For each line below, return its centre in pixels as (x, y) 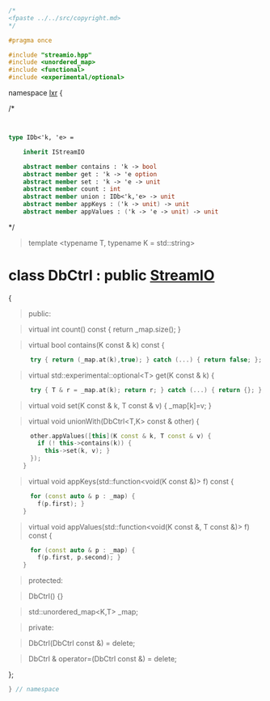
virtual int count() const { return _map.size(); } (105, 329)
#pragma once (30, 40)
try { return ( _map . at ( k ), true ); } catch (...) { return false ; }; (146, 360)
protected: (45, 581)
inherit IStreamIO (54, 152)
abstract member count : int (72, 189)
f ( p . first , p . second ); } (79, 558)
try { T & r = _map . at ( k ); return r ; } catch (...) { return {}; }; (148, 390)
